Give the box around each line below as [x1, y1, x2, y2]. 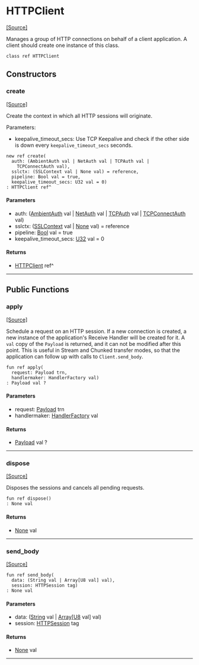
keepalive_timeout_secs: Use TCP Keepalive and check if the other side [14, 135, 190, 142]
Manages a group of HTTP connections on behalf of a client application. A [6, 35, 188, 42]
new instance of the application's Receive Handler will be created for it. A [6, 334, 185, 341]
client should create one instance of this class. [6, 42, 120, 49]
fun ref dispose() [6, 496, 52, 502]
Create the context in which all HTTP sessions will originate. [6, 112, 153, 119]
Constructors [6, 70, 57, 80]
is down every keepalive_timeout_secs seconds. [14, 141, 133, 149]
